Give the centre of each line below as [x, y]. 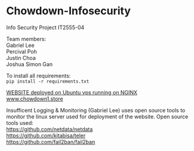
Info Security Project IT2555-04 [45, 27]
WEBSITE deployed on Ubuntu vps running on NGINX [72, 92]
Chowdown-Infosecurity [69, 11]
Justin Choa [21, 58]
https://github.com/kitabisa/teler [46, 136]
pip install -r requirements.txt [48, 81]
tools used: [20, 122]
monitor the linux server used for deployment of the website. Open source [97, 117]
